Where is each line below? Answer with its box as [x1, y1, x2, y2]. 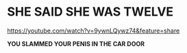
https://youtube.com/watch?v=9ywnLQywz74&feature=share [7, 26, 180, 35]
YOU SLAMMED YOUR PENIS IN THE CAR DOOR [7, 39, 145, 48]
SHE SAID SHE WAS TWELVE [7, 4, 174, 20]
